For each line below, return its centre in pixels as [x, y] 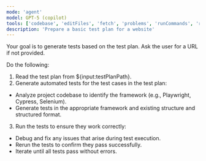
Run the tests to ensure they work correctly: [71, 127]
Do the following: [28, 65]
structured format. [38, 114]
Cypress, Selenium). [41, 102]
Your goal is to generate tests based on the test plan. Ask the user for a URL [102, 47]
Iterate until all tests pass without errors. [66, 151]
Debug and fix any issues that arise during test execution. [88, 138]
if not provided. [26, 53]
